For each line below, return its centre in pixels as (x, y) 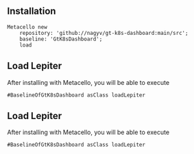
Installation (32, 11)
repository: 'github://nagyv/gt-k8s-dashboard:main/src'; (104, 33)
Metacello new (27, 27)
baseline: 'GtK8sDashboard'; (61, 39)
